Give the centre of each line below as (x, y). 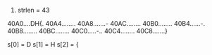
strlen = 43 (33, 10)
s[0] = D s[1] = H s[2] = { (43, 44)
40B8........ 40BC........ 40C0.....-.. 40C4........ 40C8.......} (87, 31)
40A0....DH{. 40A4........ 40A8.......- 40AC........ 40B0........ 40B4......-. (106, 23)
